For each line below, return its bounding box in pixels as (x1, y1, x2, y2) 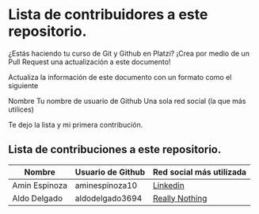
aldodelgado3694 (74, 193, 143, 204)
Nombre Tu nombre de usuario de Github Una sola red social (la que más (8, 96, 246, 105)
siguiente (8, 81, 39, 90)
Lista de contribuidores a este (8, 6, 208, 24)
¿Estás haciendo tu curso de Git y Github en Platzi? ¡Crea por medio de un (8, 48, 249, 58)
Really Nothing (153, 193, 208, 204)
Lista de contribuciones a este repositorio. (8, 143, 222, 156)
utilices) (8, 105, 34, 114)
